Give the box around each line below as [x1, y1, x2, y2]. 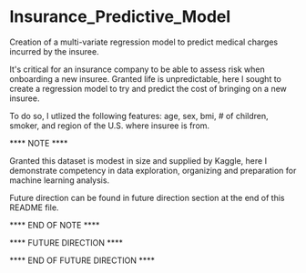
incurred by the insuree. [9, 45, 99, 56]
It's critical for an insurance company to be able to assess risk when [9, 64, 266, 75]
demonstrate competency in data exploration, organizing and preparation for [9, 165, 297, 176]
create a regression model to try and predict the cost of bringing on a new [9, 83, 287, 94]
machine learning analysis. [9, 175, 110, 186]
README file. [9, 202, 59, 213]
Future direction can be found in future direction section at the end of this [9, 192, 285, 203]
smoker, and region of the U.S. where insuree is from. [9, 120, 210, 131]
